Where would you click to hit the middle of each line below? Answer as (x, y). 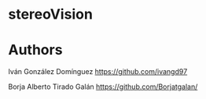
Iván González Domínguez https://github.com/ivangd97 (98, 72)
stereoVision (50, 14)
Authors (35, 50)
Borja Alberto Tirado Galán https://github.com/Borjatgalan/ (103, 87)
